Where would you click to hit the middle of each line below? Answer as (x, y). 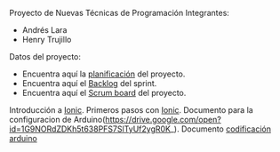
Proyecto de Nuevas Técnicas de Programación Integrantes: (119, 13)
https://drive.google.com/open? (164, 120)
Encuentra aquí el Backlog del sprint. (89, 83)
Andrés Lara (44, 30)
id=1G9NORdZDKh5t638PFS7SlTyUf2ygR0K (90, 129)
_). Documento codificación (220, 129)
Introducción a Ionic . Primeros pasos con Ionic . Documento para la (131, 110)
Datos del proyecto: (45, 56)
